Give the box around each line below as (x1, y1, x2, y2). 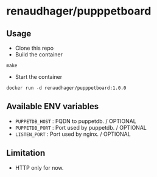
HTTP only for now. (15, 164, 64, 171)
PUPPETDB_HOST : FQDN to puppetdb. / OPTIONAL (15, 117, 137, 125)
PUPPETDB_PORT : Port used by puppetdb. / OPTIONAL (15, 124, 147, 131)
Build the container (15, 51, 63, 58)
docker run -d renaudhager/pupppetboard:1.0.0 (6, 85, 127, 91)
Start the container (15, 73, 63, 80)
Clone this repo (15, 44, 54, 52)
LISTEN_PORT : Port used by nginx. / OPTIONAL (15, 130, 131, 138)
